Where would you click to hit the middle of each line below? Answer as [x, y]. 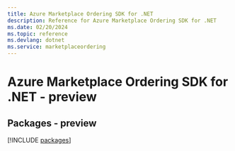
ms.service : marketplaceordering [57, 47]
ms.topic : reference [38, 34]
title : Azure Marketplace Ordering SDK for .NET [80, 14]
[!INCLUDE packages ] [39, 140]
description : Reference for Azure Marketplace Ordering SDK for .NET [112, 21]
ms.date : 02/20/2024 [38, 27]
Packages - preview [52, 123]
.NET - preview [52, 97]
